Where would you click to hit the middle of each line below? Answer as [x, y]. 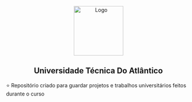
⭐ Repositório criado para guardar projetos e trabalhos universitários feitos [96, 85]
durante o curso [25, 94]
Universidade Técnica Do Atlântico [98, 71]
